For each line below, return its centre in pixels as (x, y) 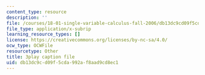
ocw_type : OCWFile (30, 46)
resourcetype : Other (33, 51)
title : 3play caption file (41, 57)
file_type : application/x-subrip (49, 29)
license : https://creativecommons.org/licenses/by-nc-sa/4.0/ (87, 40)
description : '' (27, 18)
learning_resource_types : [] (43, 34)
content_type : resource (37, 12)
